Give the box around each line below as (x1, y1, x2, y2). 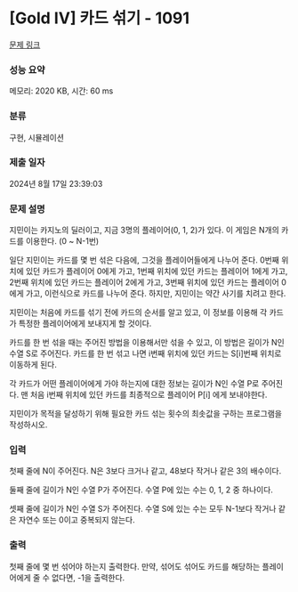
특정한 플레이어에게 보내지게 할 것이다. (18, 318, 152, 329)
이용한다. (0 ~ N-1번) (25, 236, 100, 247)
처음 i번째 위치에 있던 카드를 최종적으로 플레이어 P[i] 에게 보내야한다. (29, 389, 268, 401)
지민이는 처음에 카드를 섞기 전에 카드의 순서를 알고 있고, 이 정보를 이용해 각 (9, 307, 268, 318)
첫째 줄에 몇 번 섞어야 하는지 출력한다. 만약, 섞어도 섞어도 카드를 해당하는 (9, 561, 261, 572)
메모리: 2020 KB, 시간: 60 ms (9, 85, 114, 96)
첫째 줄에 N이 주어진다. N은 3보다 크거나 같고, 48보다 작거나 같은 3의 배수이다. (9, 466, 282, 476)
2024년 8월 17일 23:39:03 (9, 178, 103, 189)
